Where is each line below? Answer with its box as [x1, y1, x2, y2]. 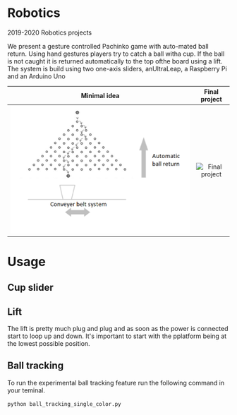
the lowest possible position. [7, 339, 90, 347]
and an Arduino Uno [7, 72, 66, 80]
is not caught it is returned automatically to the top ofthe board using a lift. [7, 56, 223, 65]
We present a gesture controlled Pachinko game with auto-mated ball [7, 42, 209, 50]
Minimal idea [80, 91, 120, 100]
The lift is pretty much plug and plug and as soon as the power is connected [7, 324, 229, 332]
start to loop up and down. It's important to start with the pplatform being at [7, 332, 227, 340]
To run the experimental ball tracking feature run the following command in [7, 378, 225, 387]
